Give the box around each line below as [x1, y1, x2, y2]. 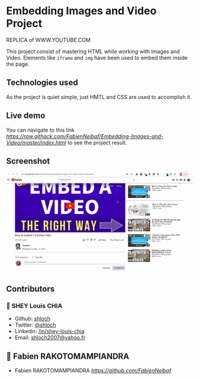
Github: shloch [14, 315, 51, 322]
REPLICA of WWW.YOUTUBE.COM [6, 36, 91, 43]
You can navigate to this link [6, 126, 75, 133]
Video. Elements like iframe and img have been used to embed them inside [6, 54, 188, 61]
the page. [6, 60, 30, 68]
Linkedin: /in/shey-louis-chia [14, 328, 85, 335]
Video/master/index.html [6, 139, 66, 146]
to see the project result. [67, 139, 127, 146]
